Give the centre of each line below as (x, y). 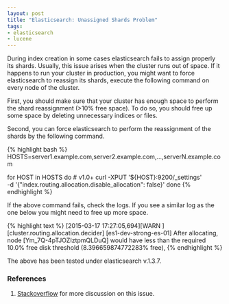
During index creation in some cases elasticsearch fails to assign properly (111, 58)
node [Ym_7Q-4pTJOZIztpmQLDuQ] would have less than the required (107, 240)
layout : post (26, 13)
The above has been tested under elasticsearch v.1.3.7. (84, 261)
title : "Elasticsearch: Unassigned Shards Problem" (82, 20)
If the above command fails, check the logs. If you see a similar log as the (111, 205)
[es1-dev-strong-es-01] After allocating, (162, 233)
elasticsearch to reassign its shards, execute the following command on (108, 80)
